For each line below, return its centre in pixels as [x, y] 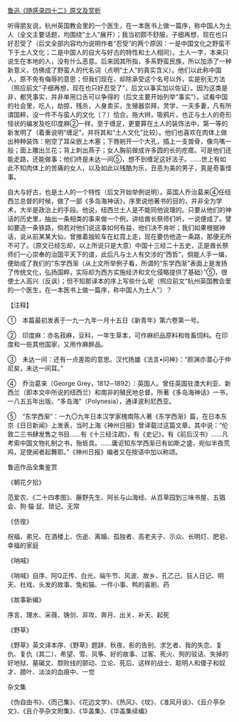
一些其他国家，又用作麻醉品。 [63, 344]
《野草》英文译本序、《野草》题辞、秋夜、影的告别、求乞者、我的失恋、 [112, 645]
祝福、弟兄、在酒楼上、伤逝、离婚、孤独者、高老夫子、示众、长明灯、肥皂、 [119, 537]
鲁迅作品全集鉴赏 [32, 467]
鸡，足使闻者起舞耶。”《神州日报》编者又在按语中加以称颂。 [95, 452]
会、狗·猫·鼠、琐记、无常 [44, 506]
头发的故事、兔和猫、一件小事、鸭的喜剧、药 [103, 585]
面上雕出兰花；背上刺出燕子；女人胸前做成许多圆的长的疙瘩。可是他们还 [126, 150]
